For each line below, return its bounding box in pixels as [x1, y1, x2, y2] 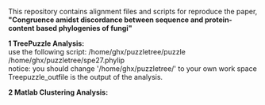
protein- [205, 15, 232, 24]
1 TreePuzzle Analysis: [8, 39, 85, 48]
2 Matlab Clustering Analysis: [8, 88, 109, 97]
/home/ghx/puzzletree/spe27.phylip [8, 55, 125, 65]
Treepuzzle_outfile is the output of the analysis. [8, 73, 163, 81]
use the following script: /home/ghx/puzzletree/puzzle [8, 47, 186, 56]
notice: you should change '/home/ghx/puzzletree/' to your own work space [8, 64, 258, 73]
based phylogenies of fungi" [36, 24, 132, 32]
